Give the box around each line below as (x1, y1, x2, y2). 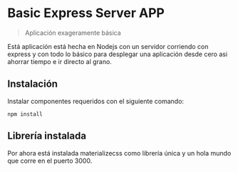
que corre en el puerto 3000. (7, 156, 93, 165)
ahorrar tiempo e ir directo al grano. (7, 57, 112, 65)
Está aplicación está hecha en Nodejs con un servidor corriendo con (7, 42, 209, 50)
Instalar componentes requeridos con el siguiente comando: (7, 97, 184, 105)
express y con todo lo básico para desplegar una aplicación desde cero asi (7, 50, 228, 58)
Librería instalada (7, 130, 87, 142)
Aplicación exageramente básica (24, 28, 121, 37)
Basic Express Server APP (7, 5, 165, 21)
